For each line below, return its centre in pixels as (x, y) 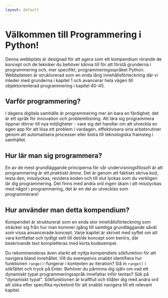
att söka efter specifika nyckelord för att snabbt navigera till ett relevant (79, 285)
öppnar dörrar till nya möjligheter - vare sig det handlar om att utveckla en (81, 124)
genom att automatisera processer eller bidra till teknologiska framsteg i (79, 134)
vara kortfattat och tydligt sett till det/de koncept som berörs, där (72, 238)
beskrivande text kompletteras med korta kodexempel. (61, 243)
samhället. (16, 140)
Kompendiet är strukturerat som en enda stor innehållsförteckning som (78, 222)
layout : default (22, 10)
